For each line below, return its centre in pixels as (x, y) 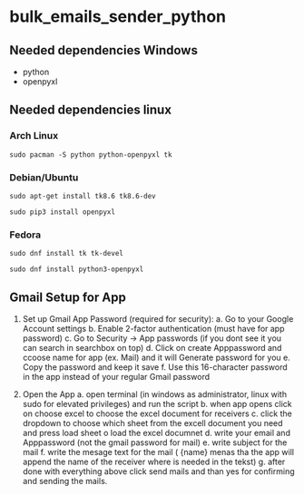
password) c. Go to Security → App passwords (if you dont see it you (152, 338)
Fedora (25, 235)
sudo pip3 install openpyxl (63, 212)
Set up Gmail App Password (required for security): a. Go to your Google (158, 319)
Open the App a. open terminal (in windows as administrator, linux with (155, 394)
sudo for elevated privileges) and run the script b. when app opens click (157, 404)
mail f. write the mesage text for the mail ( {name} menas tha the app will (158, 452)
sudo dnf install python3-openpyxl (77, 269)
